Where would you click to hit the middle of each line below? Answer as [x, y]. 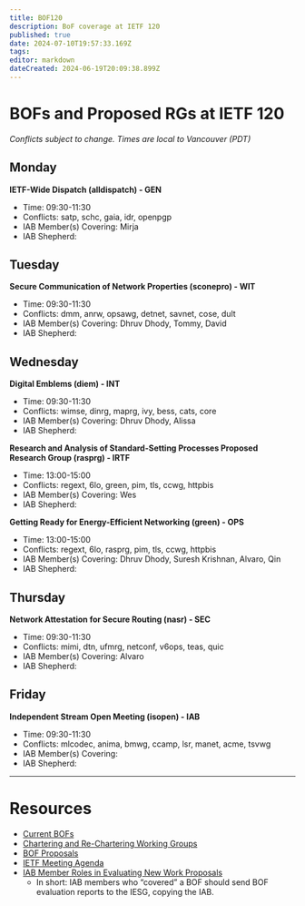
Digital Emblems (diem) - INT [65, 384]
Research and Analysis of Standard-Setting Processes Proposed [134, 448]
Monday [33, 168]
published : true [40, 35]
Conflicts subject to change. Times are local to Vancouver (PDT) [130, 138]
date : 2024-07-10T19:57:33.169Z [70, 43]
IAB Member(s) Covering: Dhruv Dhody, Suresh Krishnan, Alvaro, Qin [152, 559]
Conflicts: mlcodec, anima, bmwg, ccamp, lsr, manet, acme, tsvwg [147, 744]
